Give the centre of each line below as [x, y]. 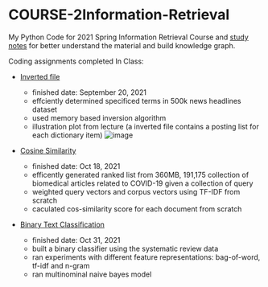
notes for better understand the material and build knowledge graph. [122, 45]
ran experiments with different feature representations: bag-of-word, [146, 257]
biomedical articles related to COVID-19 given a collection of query [142, 183]
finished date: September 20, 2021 [89, 92]
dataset [45, 109]
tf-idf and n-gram [61, 265]
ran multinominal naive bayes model [92, 274]
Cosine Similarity [48, 150]
